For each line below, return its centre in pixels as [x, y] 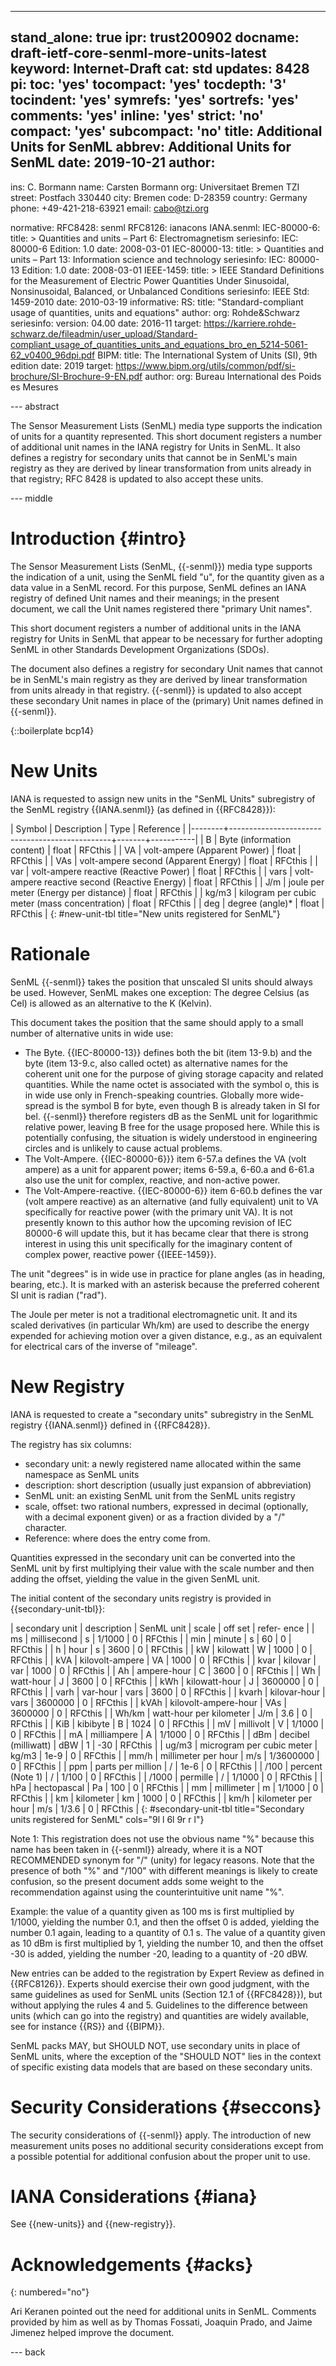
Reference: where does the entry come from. [117, 1538]
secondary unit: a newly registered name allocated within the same [163, 1463]
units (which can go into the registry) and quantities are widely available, [160, 2015]
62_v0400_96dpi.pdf [53, 355]
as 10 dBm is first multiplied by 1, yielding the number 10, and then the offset [167, 1943]
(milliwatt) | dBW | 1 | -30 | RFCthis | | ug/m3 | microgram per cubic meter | [164, 1745]
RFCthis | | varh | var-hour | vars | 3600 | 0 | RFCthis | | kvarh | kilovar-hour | [168, 1692]
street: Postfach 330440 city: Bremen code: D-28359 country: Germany [159, 197]
